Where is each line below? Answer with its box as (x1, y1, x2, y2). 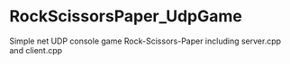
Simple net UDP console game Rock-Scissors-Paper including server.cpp (9, 36, 282, 46)
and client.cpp (9, 44, 63, 55)
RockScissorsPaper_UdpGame (9, 6, 243, 27)
